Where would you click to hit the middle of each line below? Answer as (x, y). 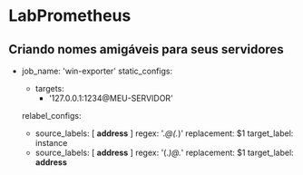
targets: (49, 88)
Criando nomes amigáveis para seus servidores (146, 49)
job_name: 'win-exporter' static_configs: (97, 71)
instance (51, 143)
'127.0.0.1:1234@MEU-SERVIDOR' (111, 98)
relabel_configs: (52, 116)
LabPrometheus (70, 16)
